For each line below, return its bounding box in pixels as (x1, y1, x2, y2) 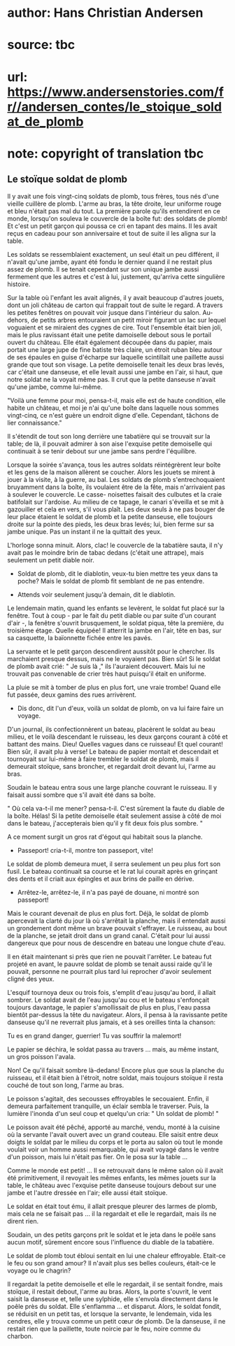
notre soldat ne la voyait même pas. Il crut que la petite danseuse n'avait (7, 375, 216, 383)
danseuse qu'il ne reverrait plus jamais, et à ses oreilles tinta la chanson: (7, 1018, 216, 1026)
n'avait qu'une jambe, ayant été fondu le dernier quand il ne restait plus (7, 257, 213, 266)
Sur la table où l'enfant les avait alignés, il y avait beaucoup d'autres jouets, (7, 293, 225, 302)
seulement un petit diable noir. (7, 555, 94, 564)
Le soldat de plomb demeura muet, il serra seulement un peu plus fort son (7, 859, 221, 868)
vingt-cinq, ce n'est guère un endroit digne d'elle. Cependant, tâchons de (7, 411, 219, 419)
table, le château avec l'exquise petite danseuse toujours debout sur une (7, 1181, 217, 1189)
